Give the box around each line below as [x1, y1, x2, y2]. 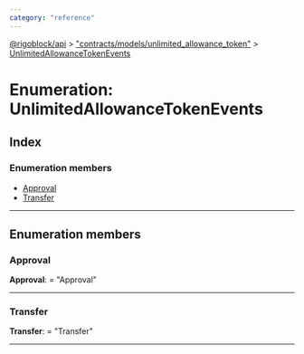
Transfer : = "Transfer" [9, 326, 93, 337]
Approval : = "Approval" [9, 274, 98, 285]
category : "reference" [9, 13, 95, 23]
